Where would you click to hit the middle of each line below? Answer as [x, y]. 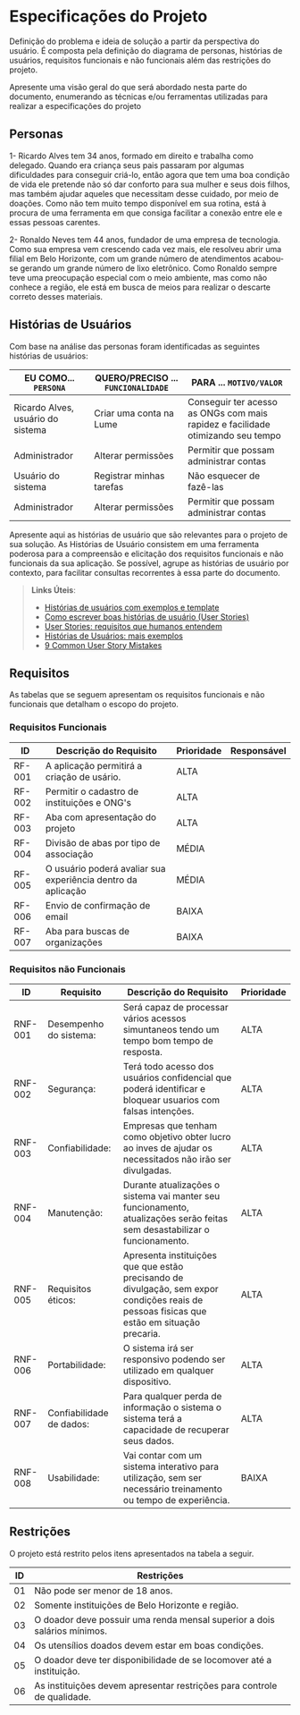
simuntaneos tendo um [171, 1029]
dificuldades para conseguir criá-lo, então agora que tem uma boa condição [150, 174]
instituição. [57, 1671]
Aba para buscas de [87, 931]
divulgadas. [148, 1170]
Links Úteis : [53, 590]
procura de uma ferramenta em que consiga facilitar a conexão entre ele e [146, 213]
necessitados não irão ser [178, 1159]
